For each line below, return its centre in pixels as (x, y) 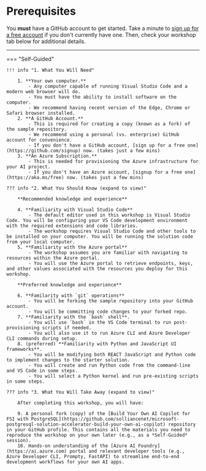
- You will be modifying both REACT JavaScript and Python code (112, 354)
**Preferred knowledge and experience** (70, 285)
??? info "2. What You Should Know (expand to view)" (77, 188)
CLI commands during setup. (42, 339)
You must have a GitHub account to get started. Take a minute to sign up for (103, 28)
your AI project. (29, 167)
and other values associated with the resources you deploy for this (97, 269)
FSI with (17, 419)
